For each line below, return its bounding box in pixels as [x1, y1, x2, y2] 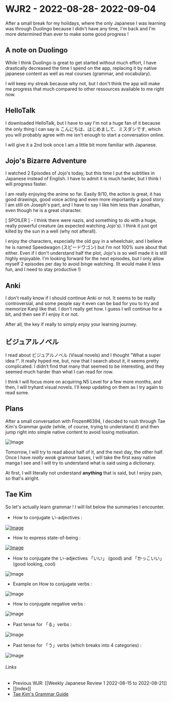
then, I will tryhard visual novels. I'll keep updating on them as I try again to [5, 384, 163, 390]
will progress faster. [5, 181, 47, 187]
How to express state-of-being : [12, 535, 81, 541]
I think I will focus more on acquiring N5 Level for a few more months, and [5, 378, 162, 385]
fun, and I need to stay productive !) [5, 267, 81, 273]
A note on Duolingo [5, 46, 68, 54]
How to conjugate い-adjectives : [12, 514, 83, 520]
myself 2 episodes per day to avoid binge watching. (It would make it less [5, 261, 161, 267]
